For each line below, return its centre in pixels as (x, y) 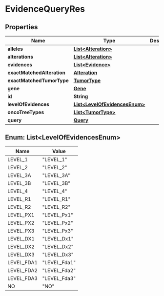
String (81, 96)
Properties (21, 27)
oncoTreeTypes (26, 112)
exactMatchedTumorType (38, 80)
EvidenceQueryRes (45, 9)
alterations (20, 57)
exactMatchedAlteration (37, 73)
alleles (15, 49)
